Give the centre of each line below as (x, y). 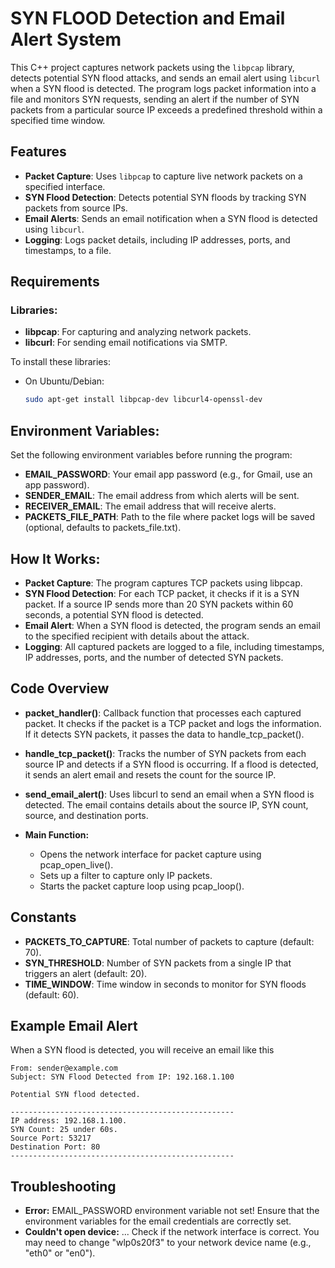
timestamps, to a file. (68, 250)
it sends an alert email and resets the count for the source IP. (150, 774)
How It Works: (55, 558)
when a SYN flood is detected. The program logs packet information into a (163, 88)
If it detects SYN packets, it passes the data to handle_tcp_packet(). (164, 734)
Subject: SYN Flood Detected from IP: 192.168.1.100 (122, 1077)
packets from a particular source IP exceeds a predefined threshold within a (166, 109)
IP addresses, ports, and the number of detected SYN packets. (154, 657)
